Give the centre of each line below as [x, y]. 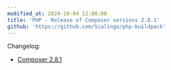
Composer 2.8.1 [40, 60]
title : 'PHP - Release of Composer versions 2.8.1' [83, 20]
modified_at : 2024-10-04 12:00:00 [57, 14]
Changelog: [24, 46]
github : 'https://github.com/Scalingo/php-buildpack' [87, 26]
